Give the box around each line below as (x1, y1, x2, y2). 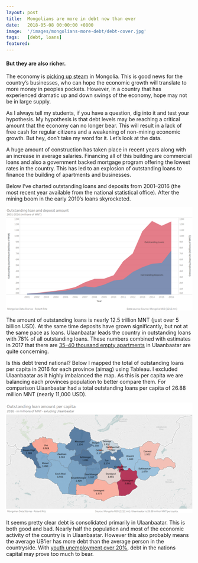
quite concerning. (6, 348, 49, 355)
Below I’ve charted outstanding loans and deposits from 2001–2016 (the (6, 183, 181, 190)
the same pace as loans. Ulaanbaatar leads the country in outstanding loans (6, 329, 191, 336)
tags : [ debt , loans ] (6, 34, 62, 41)
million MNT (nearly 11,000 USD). (6, 390, 87, 397)
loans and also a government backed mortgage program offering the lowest (6, 158, 190, 166)
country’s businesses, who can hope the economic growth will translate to (6, 79, 187, 86)
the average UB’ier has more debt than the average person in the (6, 538, 164, 545)
